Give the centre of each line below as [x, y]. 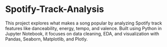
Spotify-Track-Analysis [55, 9]
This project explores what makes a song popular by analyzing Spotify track [83, 23]
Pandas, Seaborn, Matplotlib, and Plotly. [46, 39]
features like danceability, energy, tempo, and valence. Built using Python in [83, 28]
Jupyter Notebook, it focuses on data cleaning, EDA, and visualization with [82, 33]
